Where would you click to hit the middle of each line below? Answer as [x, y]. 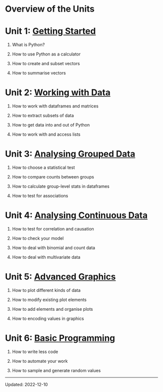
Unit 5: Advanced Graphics [60, 277]
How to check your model [38, 238]
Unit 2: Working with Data [58, 93]
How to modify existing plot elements [49, 300]
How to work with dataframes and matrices [55, 106]
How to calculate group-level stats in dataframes [61, 186]
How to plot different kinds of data [46, 290]
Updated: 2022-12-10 [26, 384]
